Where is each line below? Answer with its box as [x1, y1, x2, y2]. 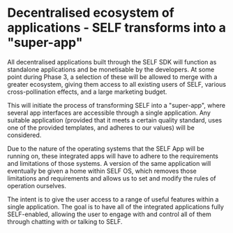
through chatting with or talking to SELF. [7, 217, 123, 225]
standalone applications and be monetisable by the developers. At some [7, 65, 215, 73]
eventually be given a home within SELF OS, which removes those [7, 167, 197, 175]
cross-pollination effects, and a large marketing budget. [7, 87, 167, 96]
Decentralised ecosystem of [7, 5, 174, 21]
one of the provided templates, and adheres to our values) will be [7, 123, 195, 132]
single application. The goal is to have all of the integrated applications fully [7, 202, 225, 211]
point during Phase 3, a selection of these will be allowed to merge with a [7, 72, 218, 81]
